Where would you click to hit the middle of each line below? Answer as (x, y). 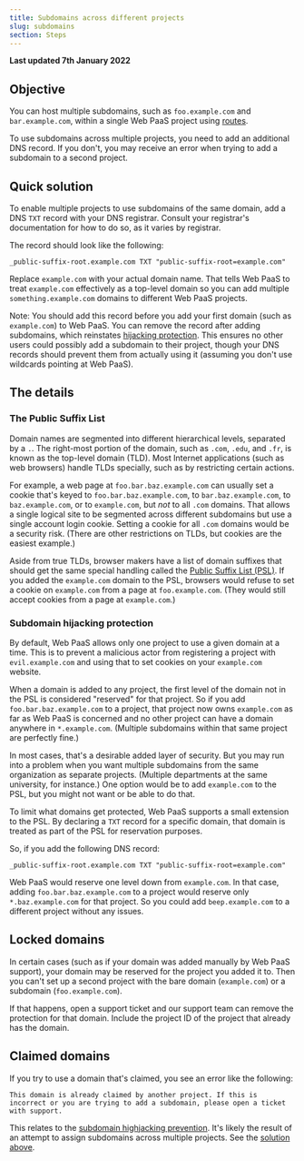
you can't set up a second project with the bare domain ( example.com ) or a (147, 981)
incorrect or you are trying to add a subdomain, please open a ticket (147, 1103)
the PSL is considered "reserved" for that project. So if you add (127, 699)
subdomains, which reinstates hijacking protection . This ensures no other (147, 335)
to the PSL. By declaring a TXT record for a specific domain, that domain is (147, 821)
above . (22, 1146)
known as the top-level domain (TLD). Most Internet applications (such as (147, 458)
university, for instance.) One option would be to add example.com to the (143, 784)
